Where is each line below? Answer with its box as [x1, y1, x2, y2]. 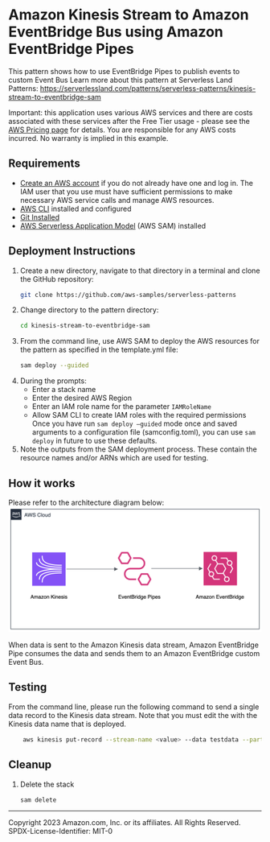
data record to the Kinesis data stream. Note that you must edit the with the [8, 710, 258, 720]
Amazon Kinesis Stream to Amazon [8, 6, 249, 24]
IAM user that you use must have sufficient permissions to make [19, 187, 233, 196]
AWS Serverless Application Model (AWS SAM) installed [19, 221, 207, 230]
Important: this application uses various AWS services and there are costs [8, 107, 253, 118]
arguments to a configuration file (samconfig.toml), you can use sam [31, 427, 256, 437]
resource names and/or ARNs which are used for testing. [19, 453, 209, 463]
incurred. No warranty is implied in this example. [8, 133, 169, 142]
